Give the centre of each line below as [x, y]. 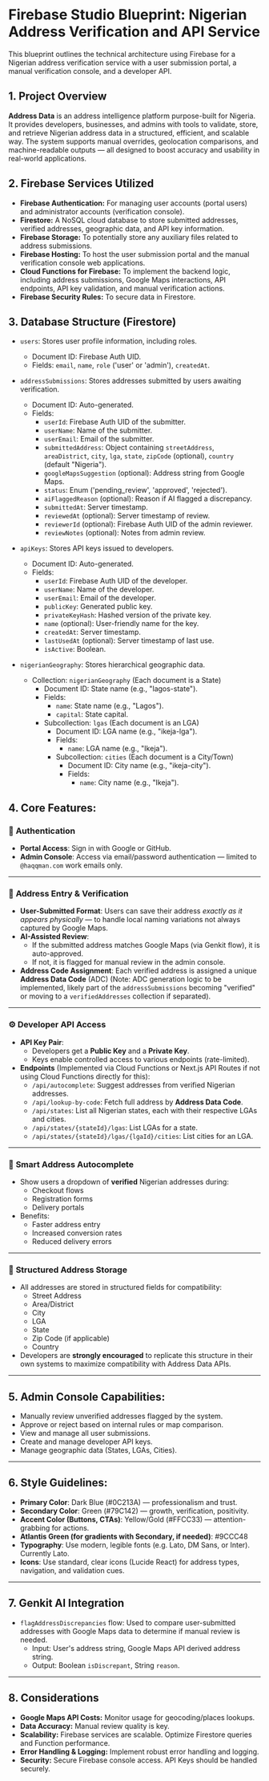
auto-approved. [58, 954]
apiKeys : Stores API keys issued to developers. [97, 548]
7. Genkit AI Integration [66, 1603]
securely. [35, 1768]
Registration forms [62, 1198]
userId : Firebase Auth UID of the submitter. [115, 422]
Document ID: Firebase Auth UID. [86, 357]
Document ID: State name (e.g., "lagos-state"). [121, 689]
